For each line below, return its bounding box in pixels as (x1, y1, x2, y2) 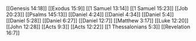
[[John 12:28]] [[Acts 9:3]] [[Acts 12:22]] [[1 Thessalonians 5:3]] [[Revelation (6, 23, 191, 30)
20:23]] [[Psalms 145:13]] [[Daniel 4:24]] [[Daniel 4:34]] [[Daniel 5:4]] (6, 11, 174, 18)
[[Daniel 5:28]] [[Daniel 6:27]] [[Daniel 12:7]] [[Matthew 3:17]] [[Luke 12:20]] (6, 17, 189, 24)
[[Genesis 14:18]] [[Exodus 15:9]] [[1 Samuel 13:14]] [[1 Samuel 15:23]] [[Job (6, 5, 188, 12)
